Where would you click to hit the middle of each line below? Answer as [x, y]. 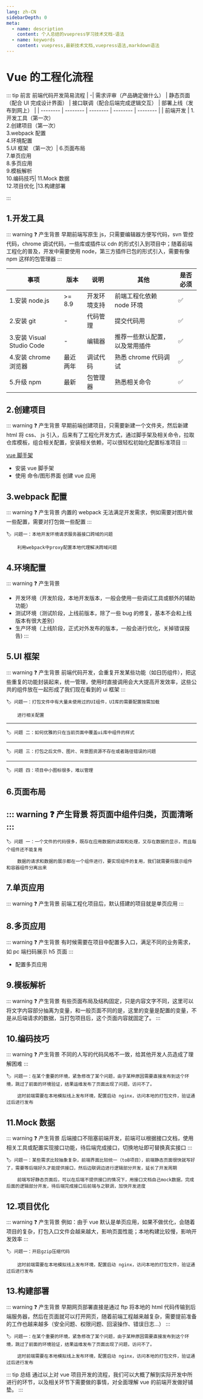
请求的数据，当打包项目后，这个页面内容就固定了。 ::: [94, 1018]
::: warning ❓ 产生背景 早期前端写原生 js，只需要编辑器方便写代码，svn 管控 [100, 234]
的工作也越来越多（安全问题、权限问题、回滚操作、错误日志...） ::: [89, 1323]
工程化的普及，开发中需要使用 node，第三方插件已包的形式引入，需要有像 [98, 251]
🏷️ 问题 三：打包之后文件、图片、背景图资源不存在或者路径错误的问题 [81, 751]
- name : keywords [34, 40]
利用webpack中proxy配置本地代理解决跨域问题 [67, 548]
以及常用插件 [133, 346]
